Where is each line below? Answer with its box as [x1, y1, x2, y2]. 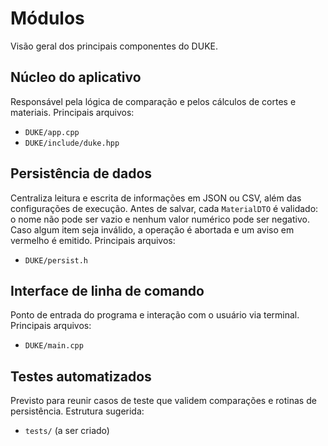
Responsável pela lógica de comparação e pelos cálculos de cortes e [10, 95, 297, 107]
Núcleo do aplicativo [10, 69, 142, 86]
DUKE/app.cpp [24, 127, 80, 137]
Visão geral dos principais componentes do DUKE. [10, 40, 218, 52]
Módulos [10, 7, 85, 30]
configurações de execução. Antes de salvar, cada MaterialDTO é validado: [10, 202, 319, 214]
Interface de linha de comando [10, 282, 205, 299]
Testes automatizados [10, 368, 152, 385]
